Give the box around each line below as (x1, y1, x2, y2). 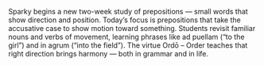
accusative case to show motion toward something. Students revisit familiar (8, 24, 256, 33)
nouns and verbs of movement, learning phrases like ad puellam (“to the (8, 32, 245, 41)
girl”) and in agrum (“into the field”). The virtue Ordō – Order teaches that (8, 41, 248, 50)
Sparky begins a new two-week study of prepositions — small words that (8, 7, 248, 16)
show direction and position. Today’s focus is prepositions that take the (8, 15, 241, 25)
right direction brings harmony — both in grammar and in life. (8, 49, 209, 58)
